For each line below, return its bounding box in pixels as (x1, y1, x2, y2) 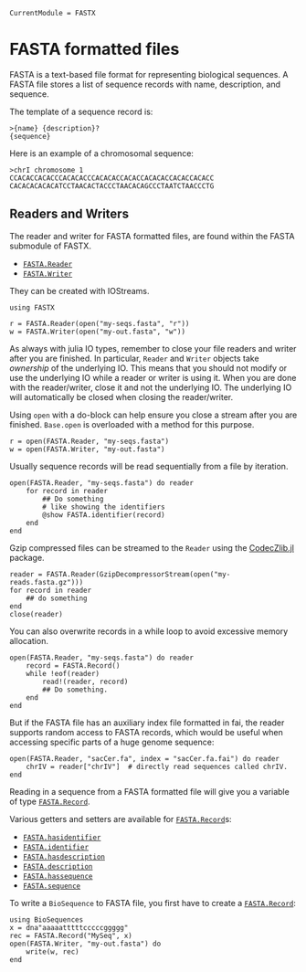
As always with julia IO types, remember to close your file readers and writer (9, 343, 297, 354)
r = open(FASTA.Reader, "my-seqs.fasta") (9, 437, 170, 446)
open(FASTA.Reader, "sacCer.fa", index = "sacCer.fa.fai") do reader (9, 754, 280, 763)
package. (9, 552, 45, 563)
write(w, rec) (26, 946, 79, 956)
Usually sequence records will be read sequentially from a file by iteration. (9, 460, 289, 471)
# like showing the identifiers (42, 502, 166, 512)
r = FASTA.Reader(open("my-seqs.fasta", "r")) (9, 319, 190, 328)
